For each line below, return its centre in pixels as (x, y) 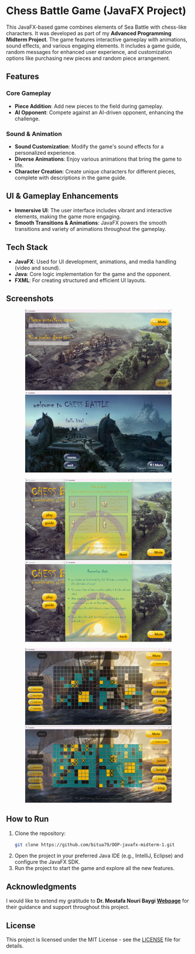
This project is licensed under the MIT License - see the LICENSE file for (93, 940)
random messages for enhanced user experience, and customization (89, 52)
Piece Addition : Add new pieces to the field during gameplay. (89, 106)
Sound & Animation (34, 134)
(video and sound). (37, 267)
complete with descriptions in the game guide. (71, 178)
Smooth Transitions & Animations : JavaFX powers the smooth (90, 223)
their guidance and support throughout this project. (68, 907)
